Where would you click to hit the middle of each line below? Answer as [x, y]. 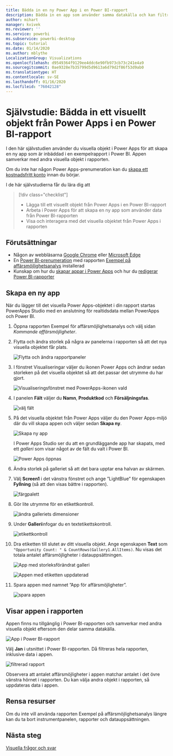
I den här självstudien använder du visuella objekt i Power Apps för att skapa [87, 148]
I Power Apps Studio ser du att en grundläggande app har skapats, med [89, 444]
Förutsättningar [31, 242]
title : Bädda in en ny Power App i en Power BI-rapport [67, 10]
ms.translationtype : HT [31, 73]
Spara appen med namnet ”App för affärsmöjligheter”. [70, 585]
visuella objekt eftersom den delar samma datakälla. [61, 629]
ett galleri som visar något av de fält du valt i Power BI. [71, 449]
